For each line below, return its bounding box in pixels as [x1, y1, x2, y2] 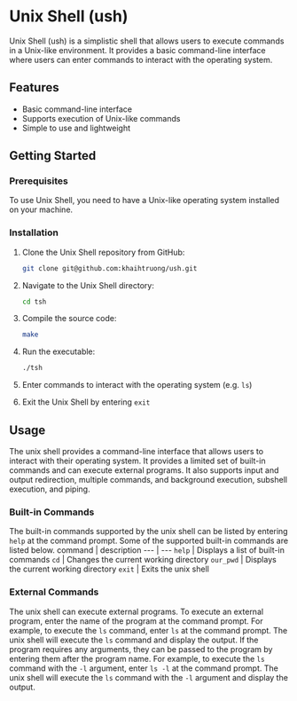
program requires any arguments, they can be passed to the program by [9, 643, 273, 654]
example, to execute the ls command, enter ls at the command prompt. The [9, 625, 288, 635]
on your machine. [9, 204, 74, 215]
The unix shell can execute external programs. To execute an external [9, 606, 264, 617]
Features [9, 80, 59, 95]
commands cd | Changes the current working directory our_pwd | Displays [9, 555, 277, 565]
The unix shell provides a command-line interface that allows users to [9, 446, 264, 457]
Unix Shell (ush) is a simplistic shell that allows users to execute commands [9, 35, 285, 46]
